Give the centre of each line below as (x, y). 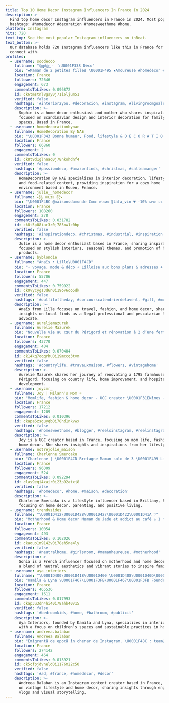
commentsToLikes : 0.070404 (43, 351)
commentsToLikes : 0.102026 (43, 538)
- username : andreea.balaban (40, 632)
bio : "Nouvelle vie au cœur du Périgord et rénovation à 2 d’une (84, 332)
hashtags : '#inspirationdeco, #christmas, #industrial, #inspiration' (90, 234)
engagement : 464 (31, 655)
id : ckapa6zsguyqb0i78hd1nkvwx (47, 421)
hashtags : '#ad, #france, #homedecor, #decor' (64, 674)
